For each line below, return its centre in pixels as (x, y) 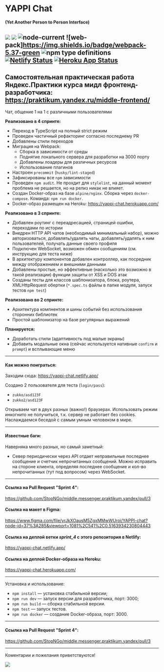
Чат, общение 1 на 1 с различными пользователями (59, 112)
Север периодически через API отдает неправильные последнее (81, 456)
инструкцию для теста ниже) (42, 254)
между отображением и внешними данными (59, 264)
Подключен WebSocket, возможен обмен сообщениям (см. (74, 249)
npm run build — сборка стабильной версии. (59, 604)
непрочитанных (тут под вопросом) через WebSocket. (69, 472)
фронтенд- (121, 84)
